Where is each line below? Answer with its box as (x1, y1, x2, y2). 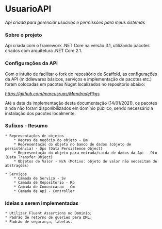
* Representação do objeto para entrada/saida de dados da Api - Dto (14, 150, 158, 155)
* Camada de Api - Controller (14, 188, 75, 194)
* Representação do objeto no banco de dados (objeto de (14, 142, 131, 147)
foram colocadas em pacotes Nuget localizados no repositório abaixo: (5, 81, 146, 87)
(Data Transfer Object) (5, 154, 53, 160)
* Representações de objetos (5, 133, 64, 138)
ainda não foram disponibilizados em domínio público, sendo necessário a (5, 105, 153, 111)
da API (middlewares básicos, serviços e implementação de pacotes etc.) (5, 76, 152, 82)
